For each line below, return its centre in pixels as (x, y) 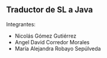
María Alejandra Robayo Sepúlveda (58, 48)
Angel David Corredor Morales (52, 42)
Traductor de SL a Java (50, 10)
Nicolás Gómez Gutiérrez (45, 36)
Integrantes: (21, 24)
